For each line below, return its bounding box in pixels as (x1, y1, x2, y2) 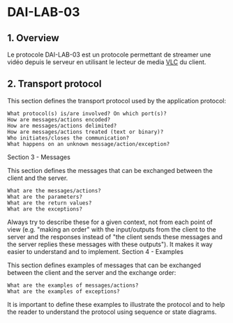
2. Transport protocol (7, 78, 102, 90)
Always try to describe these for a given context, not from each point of (7, 218, 213, 226)
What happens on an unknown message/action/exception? (7, 140, 170, 147)
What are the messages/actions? (7, 187, 101, 194)
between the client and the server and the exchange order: (7, 268, 176, 276)
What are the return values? (7, 200, 92, 206)
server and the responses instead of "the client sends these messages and (7, 232, 223, 241)
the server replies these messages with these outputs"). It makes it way (7, 240, 213, 248)
